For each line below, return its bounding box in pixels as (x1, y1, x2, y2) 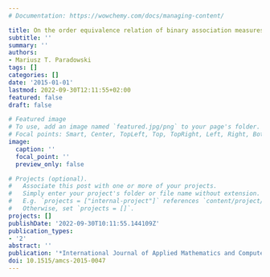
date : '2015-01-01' (8, 78, 74, 87)
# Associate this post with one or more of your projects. (8, 182, 218, 190)
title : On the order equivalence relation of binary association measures (8, 26, 264, 35)
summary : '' (8, 41, 48, 49)
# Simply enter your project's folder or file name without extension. (8, 189, 261, 198)
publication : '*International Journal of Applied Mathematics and (8, 250, 235, 258)
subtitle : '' (8, 34, 52, 42)
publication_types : (8, 226, 74, 235)
